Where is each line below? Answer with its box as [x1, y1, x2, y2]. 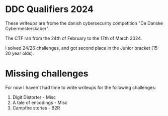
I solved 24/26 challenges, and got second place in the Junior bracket [5, 45, 150, 51]
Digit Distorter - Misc [12, 94, 56, 100]
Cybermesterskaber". [5, 25, 50, 31]
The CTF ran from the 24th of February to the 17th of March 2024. [5, 35, 142, 41]
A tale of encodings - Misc [12, 99, 68, 105]
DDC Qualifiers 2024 [5, 4, 94, 15]
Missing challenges [5, 68, 89, 79]
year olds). [12, 50, 34, 56]
